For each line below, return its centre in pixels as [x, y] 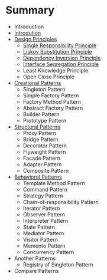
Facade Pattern [41, 158]
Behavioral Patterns [38, 177]
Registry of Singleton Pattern [58, 264]
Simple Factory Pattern [51, 95]
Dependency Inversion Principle [62, 58]
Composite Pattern [46, 170]
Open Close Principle [49, 77]
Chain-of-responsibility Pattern [61, 202]
